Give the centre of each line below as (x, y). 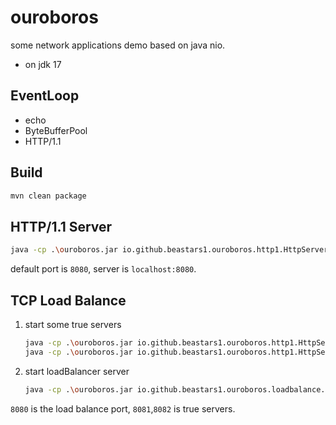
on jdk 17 (43, 64)
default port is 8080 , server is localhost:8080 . (103, 269)
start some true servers (73, 324)
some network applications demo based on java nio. (118, 45)
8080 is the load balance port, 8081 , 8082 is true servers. (123, 408)
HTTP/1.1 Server (61, 226)
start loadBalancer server (77, 371)
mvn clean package (48, 196)
